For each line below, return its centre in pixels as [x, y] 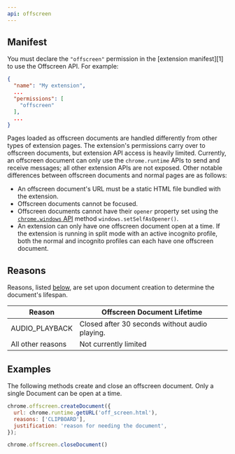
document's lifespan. [38, 295]
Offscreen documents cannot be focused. [78, 204]
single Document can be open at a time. [65, 394]
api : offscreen [29, 14]
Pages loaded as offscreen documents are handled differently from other [113, 138]
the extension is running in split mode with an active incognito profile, [117, 234]
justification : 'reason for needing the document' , [91, 426]
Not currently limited [113, 344]
